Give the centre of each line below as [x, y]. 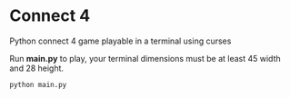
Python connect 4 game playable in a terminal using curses [120, 41]
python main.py [38, 84]
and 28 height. [37, 68]
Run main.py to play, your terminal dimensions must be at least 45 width [145, 58]
